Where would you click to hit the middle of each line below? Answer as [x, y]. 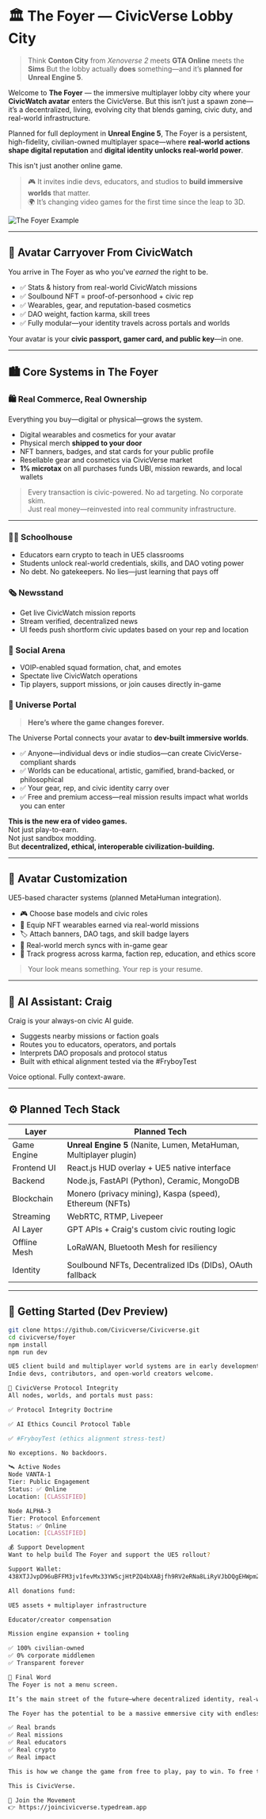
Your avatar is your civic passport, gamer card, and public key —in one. [126, 338]
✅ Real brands [32, 1728]
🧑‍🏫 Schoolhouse [40, 538]
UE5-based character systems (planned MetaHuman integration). [115, 898]
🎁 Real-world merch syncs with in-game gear [93, 946]
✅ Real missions [36, 1735]
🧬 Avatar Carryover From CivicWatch [101, 253]
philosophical [42, 779]
